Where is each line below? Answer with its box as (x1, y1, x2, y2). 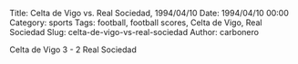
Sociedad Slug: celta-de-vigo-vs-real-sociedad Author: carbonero (9, 27, 260, 37)
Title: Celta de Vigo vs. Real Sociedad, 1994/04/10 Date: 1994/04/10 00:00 (9, 8, 289, 18)
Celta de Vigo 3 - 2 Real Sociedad (9, 44, 137, 55)
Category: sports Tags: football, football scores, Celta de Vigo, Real (9, 17, 262, 28)
